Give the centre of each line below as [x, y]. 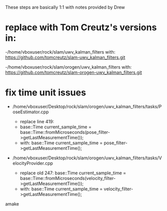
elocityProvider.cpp [33, 163]
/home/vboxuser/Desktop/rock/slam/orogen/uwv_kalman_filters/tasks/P [87, 106]
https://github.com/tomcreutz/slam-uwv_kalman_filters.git [65, 57]
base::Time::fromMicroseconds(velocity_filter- [68, 178]
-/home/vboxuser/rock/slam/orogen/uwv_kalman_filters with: [68, 67]
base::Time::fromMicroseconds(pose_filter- [65, 132]
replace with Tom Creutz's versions [81, 28]
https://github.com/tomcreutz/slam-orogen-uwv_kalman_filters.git [74, 72]
